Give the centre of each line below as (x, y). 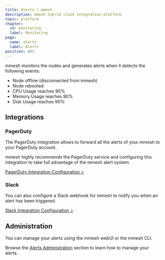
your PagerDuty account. (31, 148)
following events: (23, 71)
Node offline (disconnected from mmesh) (55, 81)
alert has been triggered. (31, 201)
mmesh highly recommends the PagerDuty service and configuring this (79, 157)
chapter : (14, 24)
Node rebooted (28, 86)
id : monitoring (25, 28)
